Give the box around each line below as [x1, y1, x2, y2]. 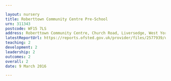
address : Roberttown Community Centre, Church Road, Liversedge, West [5, 31, 158, 36]
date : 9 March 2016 [5, 64, 47, 69]
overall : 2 [5, 59, 28, 64]
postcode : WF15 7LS [5, 26, 47, 31]
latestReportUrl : [5, 35, 42, 40]
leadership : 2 [5, 49, 36, 55]
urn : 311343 [5, 21, 31, 26]
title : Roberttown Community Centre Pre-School [5, 16, 108, 22]
